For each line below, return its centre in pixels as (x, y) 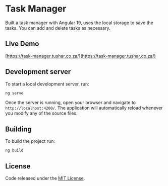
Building (18, 129)
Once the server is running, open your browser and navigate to (71, 103)
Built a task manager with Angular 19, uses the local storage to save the (79, 23)
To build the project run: (30, 141)
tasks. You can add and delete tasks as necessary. (58, 28)
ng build (14, 151)
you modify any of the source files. (41, 113)
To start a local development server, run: (47, 84)
